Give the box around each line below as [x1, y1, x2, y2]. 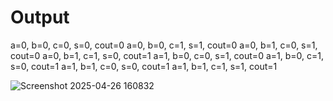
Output [10, 6, 70, 29]
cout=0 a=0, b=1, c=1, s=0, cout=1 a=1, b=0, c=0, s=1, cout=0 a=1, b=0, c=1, [10, 49, 324, 61]
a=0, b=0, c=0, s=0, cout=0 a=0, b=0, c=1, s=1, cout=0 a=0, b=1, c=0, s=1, [10, 39, 318, 51]
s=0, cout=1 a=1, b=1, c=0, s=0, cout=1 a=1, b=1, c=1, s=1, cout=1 [10, 60, 278, 72]
